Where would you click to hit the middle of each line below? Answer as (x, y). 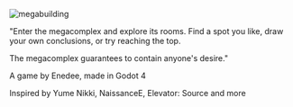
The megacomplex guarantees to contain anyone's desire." (119, 58)
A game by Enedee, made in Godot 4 (78, 76)
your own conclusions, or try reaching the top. (95, 41)
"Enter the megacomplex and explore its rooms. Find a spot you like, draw (146, 31)
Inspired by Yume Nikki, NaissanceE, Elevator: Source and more (128, 93)
